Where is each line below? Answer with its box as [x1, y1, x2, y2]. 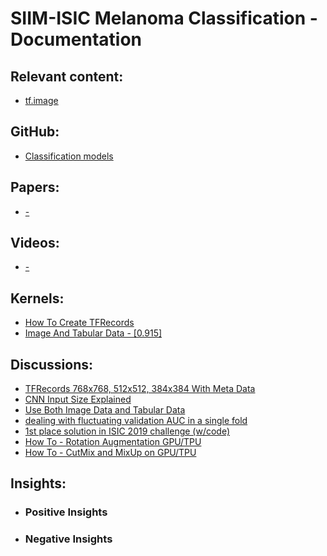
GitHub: [10, 123, 60, 141]
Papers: [10, 179, 60, 196]
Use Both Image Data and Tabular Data [24, 404, 186, 416]
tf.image [24, 95, 59, 106]
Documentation [10, 28, 143, 51]
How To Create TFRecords [24, 317, 135, 329]
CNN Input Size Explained [24, 393, 132, 406]
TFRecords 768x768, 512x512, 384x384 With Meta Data [24, 383, 256, 395]
